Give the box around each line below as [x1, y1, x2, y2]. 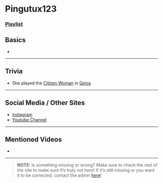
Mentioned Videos [5, 135, 62, 144]
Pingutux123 [5, 3, 57, 15]
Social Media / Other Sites [5, 99, 85, 107]
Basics [5, 35, 26, 44]
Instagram [12, 112, 33, 117]
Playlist [5, 21, 23, 28]
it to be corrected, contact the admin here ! [16, 172, 102, 178]
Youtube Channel [12, 116, 47, 122]
